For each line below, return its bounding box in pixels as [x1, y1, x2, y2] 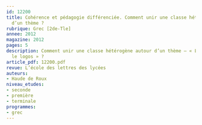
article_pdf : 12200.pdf [6, 59, 66, 65]
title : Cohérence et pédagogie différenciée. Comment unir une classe [6, 14, 187, 20]
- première [6, 93, 34, 99]
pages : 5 [6, 43, 28, 49]
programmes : [6, 103, 36, 110]
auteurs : [6, 70, 28, 76]
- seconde [6, 87, 31, 93]
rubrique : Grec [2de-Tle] [6, 25, 71, 32]
